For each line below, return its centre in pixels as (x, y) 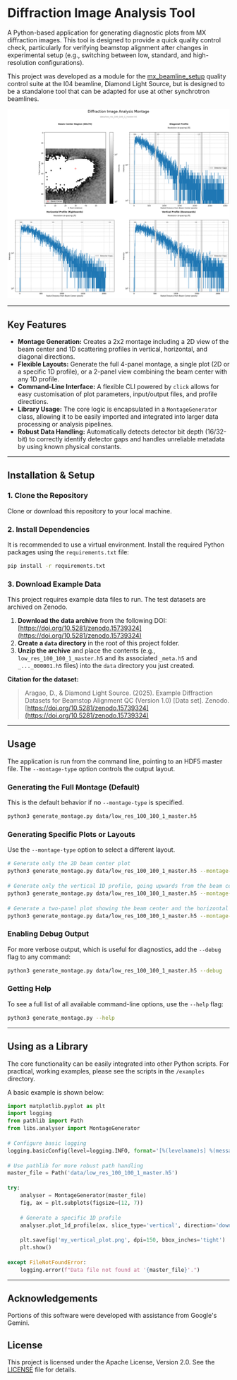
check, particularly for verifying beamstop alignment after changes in (108, 47)
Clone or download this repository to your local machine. (90, 511)
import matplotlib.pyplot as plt (56, 1106)
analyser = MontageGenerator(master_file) (83, 1196)
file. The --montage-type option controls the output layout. (91, 768)
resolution (22, 62)
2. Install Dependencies (49, 529)
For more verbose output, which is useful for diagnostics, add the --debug (114, 949)
